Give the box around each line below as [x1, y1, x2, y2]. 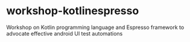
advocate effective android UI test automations [6, 30, 123, 37]
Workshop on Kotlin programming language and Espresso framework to [6, 24, 185, 31]
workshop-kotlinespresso [6, 4, 139, 18]
